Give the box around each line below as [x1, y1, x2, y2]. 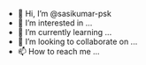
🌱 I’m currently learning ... [17, 27, 112, 37]
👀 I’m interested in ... [17, 18, 93, 28]
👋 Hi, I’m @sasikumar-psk [17, 9, 112, 18]
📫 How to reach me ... [17, 47, 100, 56]
